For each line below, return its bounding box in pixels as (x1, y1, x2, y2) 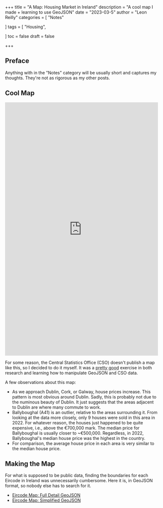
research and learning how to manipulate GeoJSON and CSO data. (5, 370, 138, 376)
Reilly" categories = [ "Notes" (5, 15, 64, 20)
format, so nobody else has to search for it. (5, 483, 91, 489)
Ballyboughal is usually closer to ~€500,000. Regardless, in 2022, (12, 430, 144, 436)
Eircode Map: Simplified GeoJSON (12, 497, 81, 503)
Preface (5, 57, 30, 65)
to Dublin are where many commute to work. (12, 404, 101, 410)
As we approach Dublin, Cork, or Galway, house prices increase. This (12, 389, 151, 395)
